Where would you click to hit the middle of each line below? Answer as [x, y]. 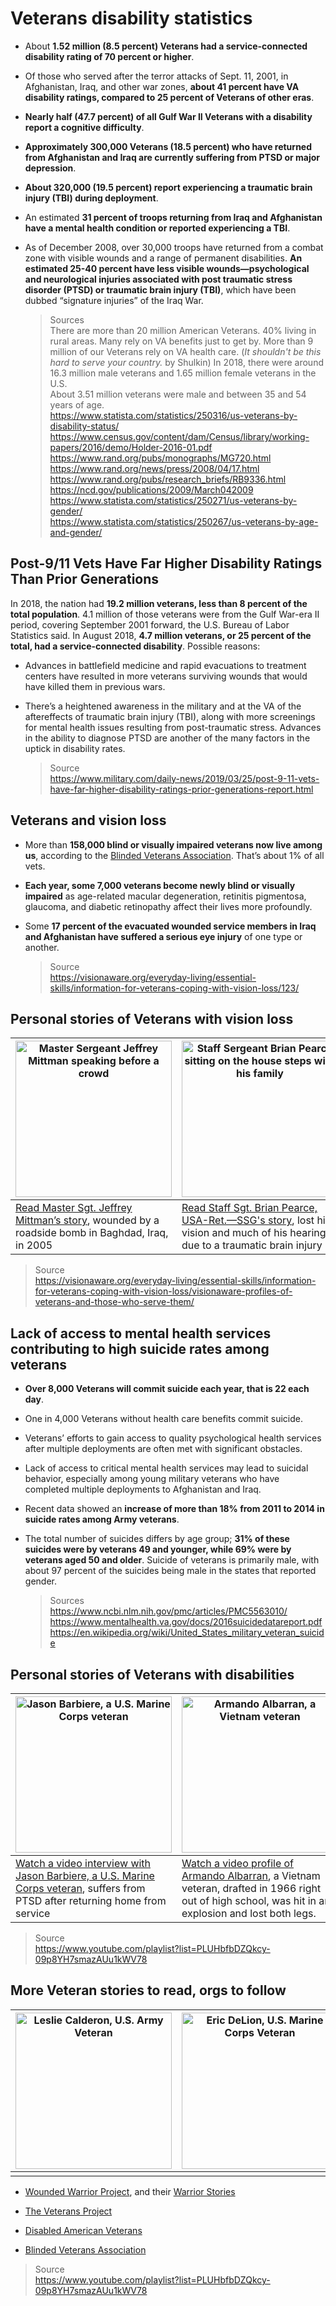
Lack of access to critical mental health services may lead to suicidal [166, 1468]
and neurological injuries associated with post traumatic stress [158, 279]
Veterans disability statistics [131, 18]
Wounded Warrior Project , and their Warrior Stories [130, 2191]
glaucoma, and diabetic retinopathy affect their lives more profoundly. [168, 906]
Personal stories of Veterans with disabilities [152, 1674]
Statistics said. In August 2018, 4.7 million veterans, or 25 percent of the [161, 635]
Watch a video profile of [238, 1863]
